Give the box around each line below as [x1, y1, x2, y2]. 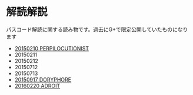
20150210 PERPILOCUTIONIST [14, 45, 89, 52]
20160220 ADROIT [14, 82, 61, 89]
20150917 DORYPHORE [14, 76, 72, 83]
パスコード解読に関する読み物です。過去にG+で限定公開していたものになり [6, 26, 188, 33]
